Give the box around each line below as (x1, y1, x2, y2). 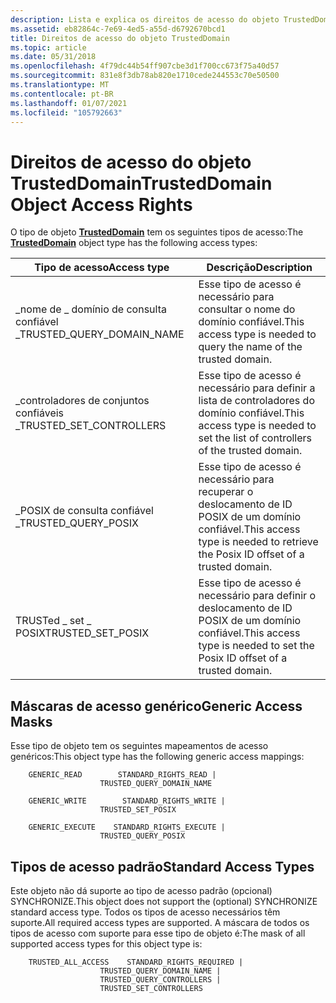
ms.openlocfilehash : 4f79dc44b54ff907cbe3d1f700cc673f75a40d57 (10, 61, 280, 71)
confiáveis (15, 406, 65, 420)
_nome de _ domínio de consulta (15, 302, 167, 316)
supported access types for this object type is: (10, 937, 203, 950)
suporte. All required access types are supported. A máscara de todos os (10, 916, 310, 928)
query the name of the (198, 340, 303, 354)
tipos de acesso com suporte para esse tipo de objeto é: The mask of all (10, 927, 306, 939)
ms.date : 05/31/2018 (10, 52, 97, 62)
